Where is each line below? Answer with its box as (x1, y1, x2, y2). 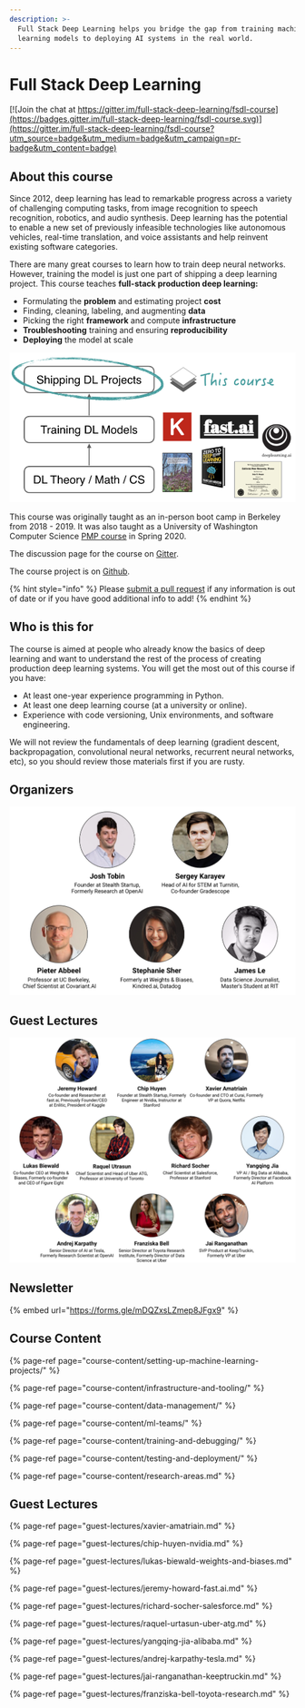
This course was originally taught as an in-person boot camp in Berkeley (9, 511, 281, 522)
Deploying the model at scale (22, 334, 133, 345)
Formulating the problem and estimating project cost (22, 296, 221, 307)
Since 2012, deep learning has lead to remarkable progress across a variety (9, 193, 292, 204)
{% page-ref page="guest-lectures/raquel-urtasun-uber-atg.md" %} (9, 1618, 267, 1629)
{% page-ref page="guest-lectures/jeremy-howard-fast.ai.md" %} (9, 1583, 259, 1594)
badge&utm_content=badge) (9, 143, 117, 153)
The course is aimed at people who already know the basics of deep (9, 643, 266, 654)
